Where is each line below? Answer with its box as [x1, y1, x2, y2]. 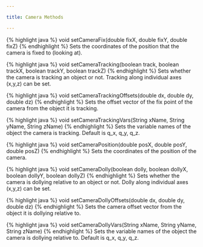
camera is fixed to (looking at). [6, 49, 83, 56]
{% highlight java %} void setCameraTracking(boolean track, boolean [6, 61, 179, 68]
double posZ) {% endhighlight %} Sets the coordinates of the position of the [6, 147, 197, 154]
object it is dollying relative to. [6, 209, 81, 217]
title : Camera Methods [6, 14, 64, 20]
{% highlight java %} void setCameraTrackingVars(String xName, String [6, 116, 185, 123]
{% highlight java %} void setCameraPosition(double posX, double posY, [6, 140, 187, 148]
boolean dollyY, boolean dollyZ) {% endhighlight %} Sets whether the [6, 172, 180, 179]
